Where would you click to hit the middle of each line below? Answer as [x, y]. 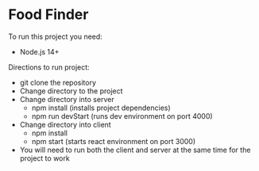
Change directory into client [65, 124]
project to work [44, 158]
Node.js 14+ [39, 51]
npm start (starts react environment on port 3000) [114, 141]
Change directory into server [67, 99]
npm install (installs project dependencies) [101, 108]
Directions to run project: [49, 67]
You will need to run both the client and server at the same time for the [135, 150]
